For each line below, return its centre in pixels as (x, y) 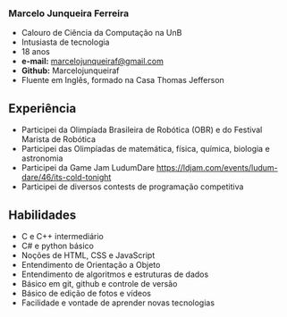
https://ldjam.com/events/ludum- (217, 168)
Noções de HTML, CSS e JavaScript (88, 255)
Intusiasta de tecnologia (65, 42)
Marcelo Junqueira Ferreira (69, 13)
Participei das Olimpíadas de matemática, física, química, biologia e (145, 149)
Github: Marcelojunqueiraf (70, 71)
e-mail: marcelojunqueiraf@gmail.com (93, 62)
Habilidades (42, 215)
